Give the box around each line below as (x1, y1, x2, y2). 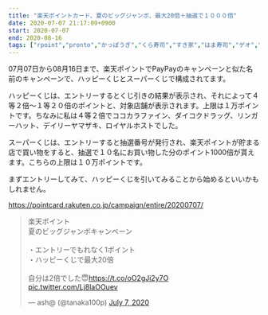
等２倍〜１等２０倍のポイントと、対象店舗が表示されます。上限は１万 (8, 101, 238, 111)
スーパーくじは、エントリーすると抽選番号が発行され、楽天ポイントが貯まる (8, 138, 260, 147)
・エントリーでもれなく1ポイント (27, 245, 136, 255)
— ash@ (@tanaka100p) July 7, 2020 (27, 297, 150, 307)
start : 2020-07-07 (8, 26, 69, 34)
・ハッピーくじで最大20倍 (27, 255, 114, 265)
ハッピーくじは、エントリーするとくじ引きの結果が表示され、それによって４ (8, 91, 259, 100)
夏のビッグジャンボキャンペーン (27, 227, 133, 236)
